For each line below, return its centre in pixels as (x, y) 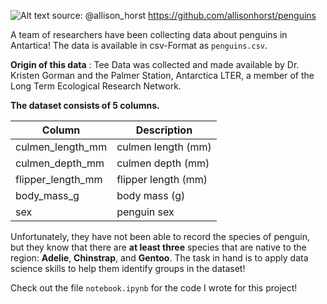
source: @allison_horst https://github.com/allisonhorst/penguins (184, 15)
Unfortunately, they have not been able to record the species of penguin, (160, 236)
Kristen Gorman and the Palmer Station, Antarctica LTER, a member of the (162, 75)
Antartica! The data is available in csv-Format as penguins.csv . (139, 45)
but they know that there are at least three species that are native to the (158, 247)
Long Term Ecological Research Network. (96, 86)
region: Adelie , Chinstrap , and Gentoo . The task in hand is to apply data (159, 258)
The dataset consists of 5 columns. (85, 105)
